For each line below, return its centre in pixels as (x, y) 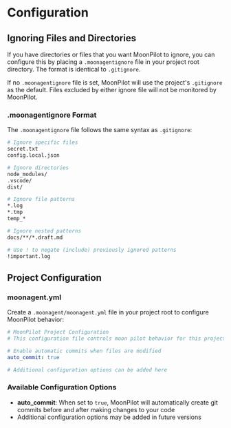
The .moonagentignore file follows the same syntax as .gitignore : (100, 130)
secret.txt (23, 149)
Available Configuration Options (62, 387)
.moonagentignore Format (52, 115)
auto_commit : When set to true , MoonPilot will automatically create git (117, 402)
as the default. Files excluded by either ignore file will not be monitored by (112, 90)
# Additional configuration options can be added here (87, 370)
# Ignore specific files (43, 142)
